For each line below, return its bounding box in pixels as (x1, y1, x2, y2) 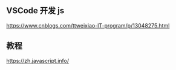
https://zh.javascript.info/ (6, 57, 70, 64)
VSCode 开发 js (6, 5, 65, 16)
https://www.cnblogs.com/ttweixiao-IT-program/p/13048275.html (6, 22, 170, 29)
